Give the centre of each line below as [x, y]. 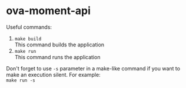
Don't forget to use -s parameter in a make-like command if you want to [93, 68]
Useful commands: [29, 27]
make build [28, 39]
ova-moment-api [49, 11]
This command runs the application [57, 57]
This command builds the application [59, 45]
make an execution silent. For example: [54, 75]
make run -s [21, 80]
